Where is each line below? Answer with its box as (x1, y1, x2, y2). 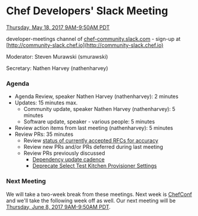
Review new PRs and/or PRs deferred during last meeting (23, 144, 164, 151)
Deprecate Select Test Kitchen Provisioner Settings (32, 162, 157, 170)
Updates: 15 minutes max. (14, 99, 78, 106)
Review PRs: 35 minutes (14, 131, 74, 138)
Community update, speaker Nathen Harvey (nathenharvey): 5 (23, 106, 176, 113)
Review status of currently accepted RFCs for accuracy (23, 137, 158, 144)
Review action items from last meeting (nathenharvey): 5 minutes (14, 125, 173, 132)
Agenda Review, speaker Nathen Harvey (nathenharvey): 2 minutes (14, 93, 178, 100)
